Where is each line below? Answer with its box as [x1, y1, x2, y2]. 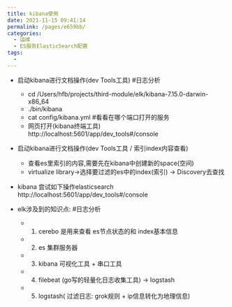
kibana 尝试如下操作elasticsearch [17, 183, 114, 191]
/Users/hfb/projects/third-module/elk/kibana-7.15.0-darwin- [37, 90, 208, 98]
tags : [7, 50, 23, 57]
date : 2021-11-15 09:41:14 [7, 17, 86, 24]
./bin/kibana [27, 104, 63, 113]
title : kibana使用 [7, 10, 59, 17]
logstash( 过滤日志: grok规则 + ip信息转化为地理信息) [38, 292, 191, 300]
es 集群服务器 [38, 243, 78, 252]
